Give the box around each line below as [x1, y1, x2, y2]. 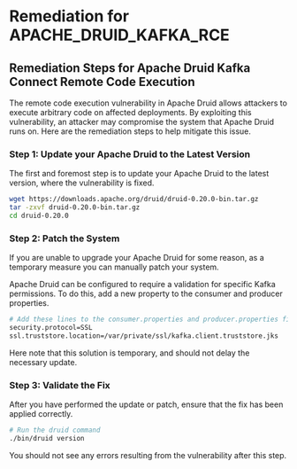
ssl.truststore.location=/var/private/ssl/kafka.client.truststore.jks [9, 331, 278, 340]
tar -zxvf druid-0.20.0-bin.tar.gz [9, 203, 141, 212]
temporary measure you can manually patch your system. [9, 262, 219, 272]
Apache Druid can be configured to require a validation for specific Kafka [9, 279, 276, 290]
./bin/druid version [9, 434, 86, 443]
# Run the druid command [9, 426, 101, 435]
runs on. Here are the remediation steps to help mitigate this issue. [9, 126, 252, 137]
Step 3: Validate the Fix [9, 379, 110, 391]
